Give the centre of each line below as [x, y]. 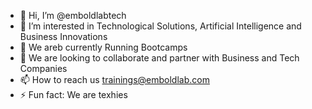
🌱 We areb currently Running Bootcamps [103, 47]
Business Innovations [63, 36]
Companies [43, 68]
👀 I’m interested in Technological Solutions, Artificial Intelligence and [160, 26]
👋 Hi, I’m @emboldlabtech [73, 15]
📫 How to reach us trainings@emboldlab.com [114, 79]
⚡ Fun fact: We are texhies [73, 94]
